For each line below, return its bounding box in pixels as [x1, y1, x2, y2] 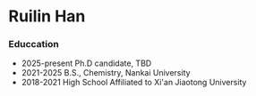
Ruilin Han [8, 6, 86, 27]
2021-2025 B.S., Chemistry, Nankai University [21, 68, 191, 78]
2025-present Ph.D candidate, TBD [21, 58, 152, 68]
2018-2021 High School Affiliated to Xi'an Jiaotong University [21, 77, 247, 88]
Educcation [8, 38, 59, 51]
